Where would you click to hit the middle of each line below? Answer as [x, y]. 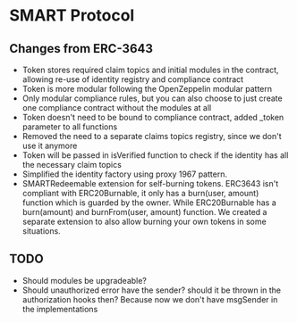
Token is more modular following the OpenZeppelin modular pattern [147, 89]
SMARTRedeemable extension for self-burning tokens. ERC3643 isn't [150, 183]
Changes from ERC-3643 [81, 49]
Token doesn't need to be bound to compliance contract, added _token [153, 117]
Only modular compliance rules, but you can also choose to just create [153, 98]
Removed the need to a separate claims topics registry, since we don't [152, 136]
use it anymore [50, 145]
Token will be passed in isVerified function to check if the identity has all [155, 155]
